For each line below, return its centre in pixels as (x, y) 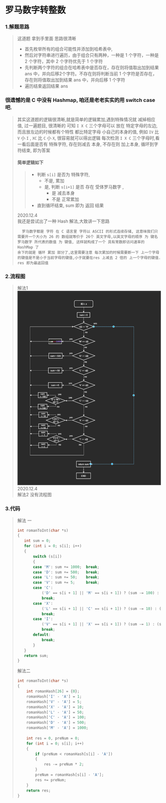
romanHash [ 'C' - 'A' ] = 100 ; (56, 717)
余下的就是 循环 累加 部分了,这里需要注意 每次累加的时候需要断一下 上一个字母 (88, 252)
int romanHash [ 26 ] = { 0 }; (53, 691)
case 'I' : (43, 619)
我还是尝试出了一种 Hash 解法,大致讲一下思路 (63, 221)
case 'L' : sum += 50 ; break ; (66, 577)
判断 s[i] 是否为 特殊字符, (63, 174)
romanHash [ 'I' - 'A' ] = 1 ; (54, 696)
